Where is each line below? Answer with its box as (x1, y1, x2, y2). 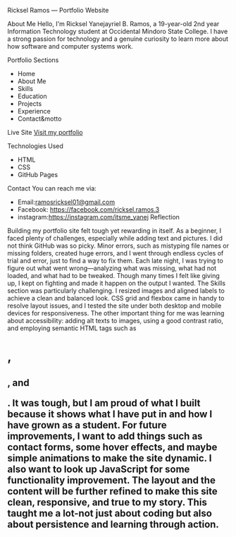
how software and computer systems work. (7, 42, 134, 50)
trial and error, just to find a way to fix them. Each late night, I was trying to (7, 257, 223, 265)
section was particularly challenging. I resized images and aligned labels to (7, 286, 225, 295)
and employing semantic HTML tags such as (7, 324, 137, 332)
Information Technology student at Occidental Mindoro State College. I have (7, 28, 228, 35)
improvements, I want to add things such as (7, 430, 203, 442)
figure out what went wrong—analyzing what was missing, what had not (7, 264, 217, 272)
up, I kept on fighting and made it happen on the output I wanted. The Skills (7, 279, 226, 287)
